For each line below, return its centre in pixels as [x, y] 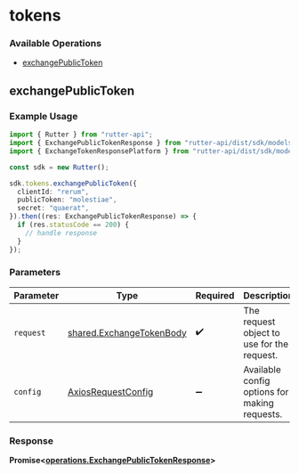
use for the [266, 344]
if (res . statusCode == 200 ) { [73, 225]
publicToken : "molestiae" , [67, 200]
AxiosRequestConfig [110, 391]
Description [269, 295]
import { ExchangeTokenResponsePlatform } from [99, 151]
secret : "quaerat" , [53, 208]
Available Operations [56, 44]
